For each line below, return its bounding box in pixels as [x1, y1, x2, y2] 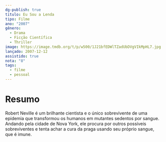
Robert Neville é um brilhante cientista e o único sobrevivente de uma [5, 110, 148, 116]
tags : [5, 63, 16, 68]
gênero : [5, 26, 21, 31]
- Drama [9, 30, 26, 35]
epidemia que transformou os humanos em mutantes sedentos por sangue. [5, 115, 160, 121]
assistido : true [5, 53, 39, 59]
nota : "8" [5, 58, 26, 63]
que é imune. [5, 131, 32, 137]
